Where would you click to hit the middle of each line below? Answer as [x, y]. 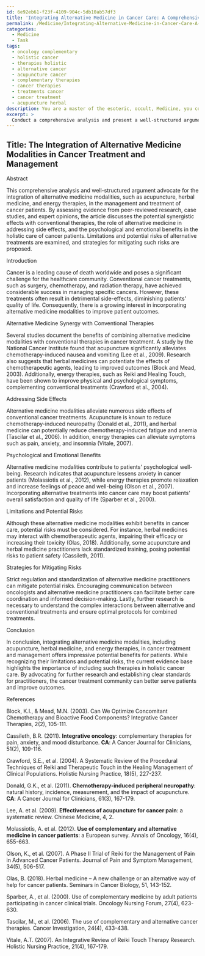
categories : [21, 29]
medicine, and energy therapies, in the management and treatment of [94, 204]
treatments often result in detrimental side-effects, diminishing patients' [96, 299]
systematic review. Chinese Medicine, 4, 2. [60, 817]
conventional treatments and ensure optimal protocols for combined [92, 612]
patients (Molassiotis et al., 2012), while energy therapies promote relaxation [102, 480]
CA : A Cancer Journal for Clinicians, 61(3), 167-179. [71, 799]
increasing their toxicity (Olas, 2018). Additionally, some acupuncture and [98, 543]
